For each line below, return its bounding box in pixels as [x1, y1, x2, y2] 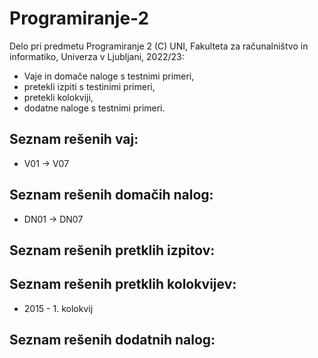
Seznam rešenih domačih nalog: [9, 187, 214, 204]
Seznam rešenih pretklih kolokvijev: [9, 276, 237, 293]
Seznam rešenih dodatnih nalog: [9, 332, 216, 349]
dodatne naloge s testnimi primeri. [23, 102, 166, 114]
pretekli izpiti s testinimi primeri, [23, 80, 156, 92]
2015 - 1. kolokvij [23, 302, 94, 314]
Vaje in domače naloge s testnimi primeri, [23, 70, 195, 82]
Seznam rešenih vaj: [9, 131, 139, 148]
